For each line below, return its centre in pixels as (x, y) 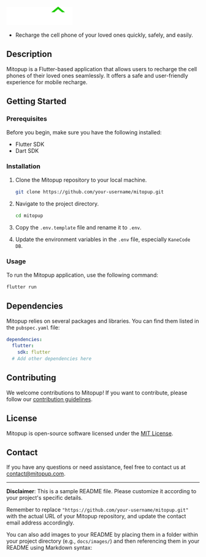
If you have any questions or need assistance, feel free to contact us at (96, 467)
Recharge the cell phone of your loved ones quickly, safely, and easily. (104, 35)
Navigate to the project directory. (57, 204)
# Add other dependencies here (52, 359)
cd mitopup (29, 215)
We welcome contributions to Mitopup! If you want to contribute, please (97, 393)
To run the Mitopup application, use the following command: (82, 275)
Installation (24, 166)
